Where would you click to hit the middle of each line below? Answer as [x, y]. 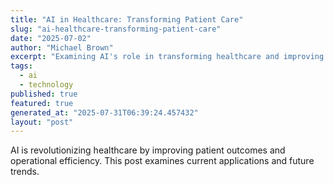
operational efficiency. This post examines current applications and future [162, 161]
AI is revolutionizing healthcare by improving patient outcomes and [148, 150]
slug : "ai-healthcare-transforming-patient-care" [116, 29]
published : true [44, 94]
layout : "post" [42, 122]
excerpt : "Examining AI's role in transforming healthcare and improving [167, 57]
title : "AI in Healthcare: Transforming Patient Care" [127, 19]
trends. [25, 172]
